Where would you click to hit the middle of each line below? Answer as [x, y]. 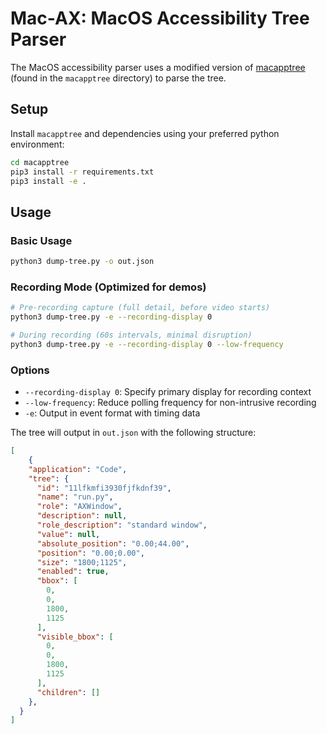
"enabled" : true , [73, 572]
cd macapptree [40, 162]
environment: [37, 144]
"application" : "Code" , [78, 469]
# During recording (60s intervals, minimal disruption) [131, 335]
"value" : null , [68, 534]
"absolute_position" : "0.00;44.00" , [113, 543]
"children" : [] [68, 692]
